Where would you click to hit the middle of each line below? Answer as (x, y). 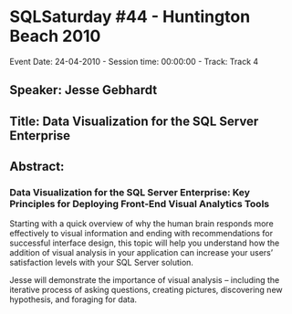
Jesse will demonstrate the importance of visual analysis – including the (145, 280)
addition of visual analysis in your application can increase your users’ (141, 253)
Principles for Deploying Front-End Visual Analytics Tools (140, 204)
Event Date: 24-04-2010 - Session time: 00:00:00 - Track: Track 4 (134, 61)
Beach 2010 (55, 36)
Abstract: (37, 167)
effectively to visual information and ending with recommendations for (141, 234)
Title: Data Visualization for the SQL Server (134, 121)
